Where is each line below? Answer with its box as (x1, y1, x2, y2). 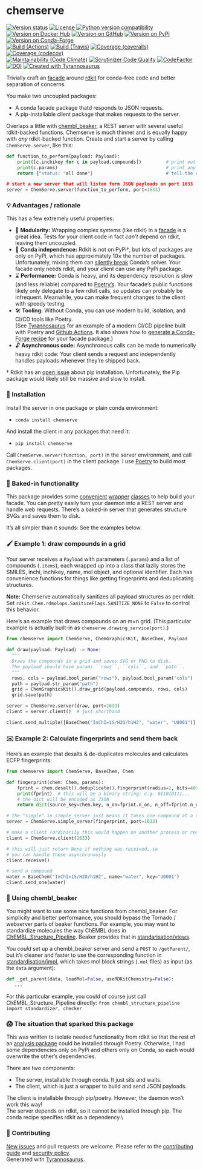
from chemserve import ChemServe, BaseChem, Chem (6, 768, 134, 775)
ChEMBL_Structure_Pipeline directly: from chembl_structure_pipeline (6, 999, 180, 1007)
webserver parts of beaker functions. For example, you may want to (6, 920, 175, 928)
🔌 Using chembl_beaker (6, 894, 77, 902)
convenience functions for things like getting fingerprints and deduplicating (6, 575, 195, 582)
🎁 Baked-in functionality (6, 479, 79, 487)
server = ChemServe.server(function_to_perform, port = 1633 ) (6, 187, 161, 193)
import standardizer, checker (6, 1006, 83, 1012)
